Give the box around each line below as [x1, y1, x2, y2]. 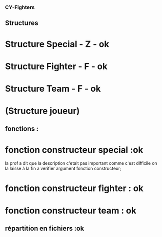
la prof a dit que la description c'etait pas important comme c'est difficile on [5, 160, 158, 166]
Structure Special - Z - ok [5, 39, 109, 50]
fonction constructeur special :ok [5, 144, 143, 155]
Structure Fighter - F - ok [5, 60, 108, 72]
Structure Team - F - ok [5, 83, 101, 94]
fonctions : [5, 125, 39, 133]
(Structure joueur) [5, 105, 80, 117]
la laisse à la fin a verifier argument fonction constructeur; [5, 165, 121, 172]
